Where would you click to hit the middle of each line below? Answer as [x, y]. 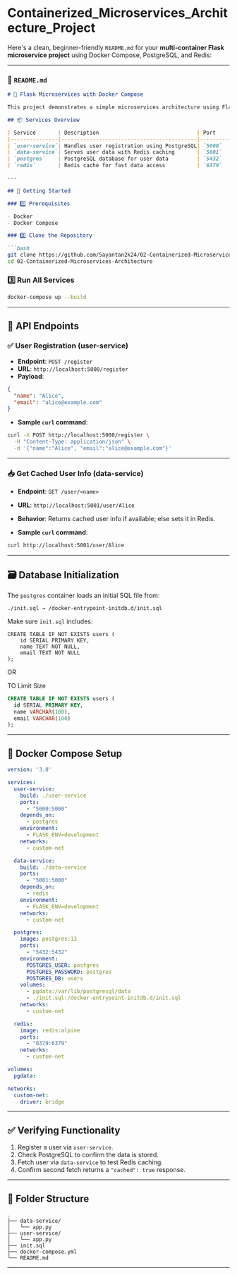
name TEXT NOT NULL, [50, 647]
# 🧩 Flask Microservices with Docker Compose [75, 94]
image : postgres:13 [49, 939]
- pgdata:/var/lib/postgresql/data [78, 992]
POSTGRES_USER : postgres [62, 965]
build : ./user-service [53, 795]
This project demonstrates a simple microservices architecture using [113, 107]
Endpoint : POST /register [55, 361]
